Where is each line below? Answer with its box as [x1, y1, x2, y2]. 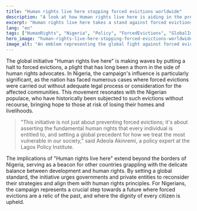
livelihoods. [6, 107, 34, 114]
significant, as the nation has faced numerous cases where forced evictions [6, 76, 189, 83]
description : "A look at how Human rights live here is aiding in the [6, 14, 182, 20]
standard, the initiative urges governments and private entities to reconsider [6, 173, 189, 181]
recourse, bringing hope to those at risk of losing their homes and [6, 101, 165, 108]
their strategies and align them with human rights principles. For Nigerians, [6, 179, 186, 186]
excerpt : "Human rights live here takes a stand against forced [6, 19, 167, 25]
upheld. [6, 198, 25, 205]
